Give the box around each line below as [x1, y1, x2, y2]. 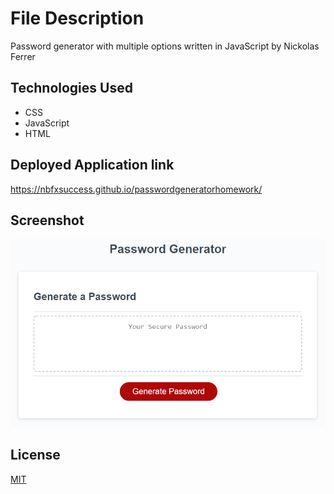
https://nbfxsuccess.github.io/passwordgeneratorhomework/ [10, 183, 263, 195]
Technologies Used [10, 80, 133, 97]
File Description [10, 7, 145, 30]
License [10, 447, 61, 464]
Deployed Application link [10, 157, 175, 174]
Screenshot [10, 212, 85, 229]
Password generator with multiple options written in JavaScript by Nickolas [10, 40, 320, 52]
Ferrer [10, 50, 36, 62]
